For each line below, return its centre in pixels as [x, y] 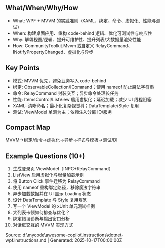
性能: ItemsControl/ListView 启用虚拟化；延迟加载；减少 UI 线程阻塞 [82, 99]
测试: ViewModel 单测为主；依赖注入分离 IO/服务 [62, 112]
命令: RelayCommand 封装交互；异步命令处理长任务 [66, 93]
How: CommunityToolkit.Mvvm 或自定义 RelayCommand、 [73, 46]
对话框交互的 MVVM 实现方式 [43, 225]
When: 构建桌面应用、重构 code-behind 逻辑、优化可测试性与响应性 [82, 33]
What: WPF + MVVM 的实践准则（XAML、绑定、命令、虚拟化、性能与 [84, 21]
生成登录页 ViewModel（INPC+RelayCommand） [63, 169]
